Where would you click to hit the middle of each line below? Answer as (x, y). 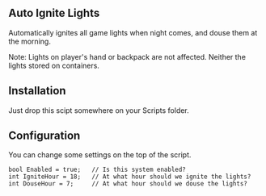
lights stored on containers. (54, 65)
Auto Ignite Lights (54, 13)
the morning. (30, 41)
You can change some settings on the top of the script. (100, 155)
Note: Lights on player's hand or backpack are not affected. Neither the (127, 56)
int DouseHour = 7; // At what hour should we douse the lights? (128, 184)
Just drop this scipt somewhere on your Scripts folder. (99, 110)
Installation (37, 91)
